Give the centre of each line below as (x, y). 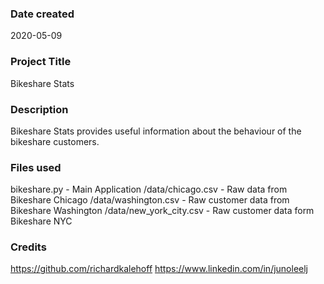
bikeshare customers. (55, 141)
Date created (42, 14)
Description (39, 109)
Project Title (41, 62)
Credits (28, 247)
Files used (36, 167)
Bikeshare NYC (41, 221)
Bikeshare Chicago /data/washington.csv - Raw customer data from (150, 200)
